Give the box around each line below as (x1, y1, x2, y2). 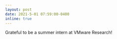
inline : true (5, 16, 32, 21)
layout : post (5, 7, 32, 12)
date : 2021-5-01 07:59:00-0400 (5, 12, 70, 17)
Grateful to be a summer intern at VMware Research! (5, 30, 113, 36)
